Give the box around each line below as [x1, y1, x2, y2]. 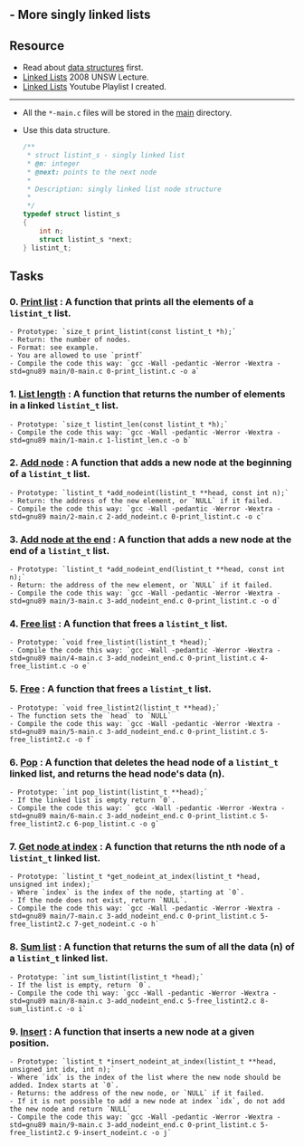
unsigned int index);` [9, 880, 95, 890]
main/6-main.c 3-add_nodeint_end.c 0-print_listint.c [49, 812, 257, 821]
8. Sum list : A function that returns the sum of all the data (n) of [9, 941, 295, 953]
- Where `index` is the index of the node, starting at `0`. [9, 888, 245, 897]
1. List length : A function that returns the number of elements [9, 388, 286, 401]
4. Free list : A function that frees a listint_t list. [9, 617, 228, 630]
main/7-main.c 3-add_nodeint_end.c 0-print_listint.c [49, 912, 257, 922]
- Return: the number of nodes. [9, 335, 131, 345]
